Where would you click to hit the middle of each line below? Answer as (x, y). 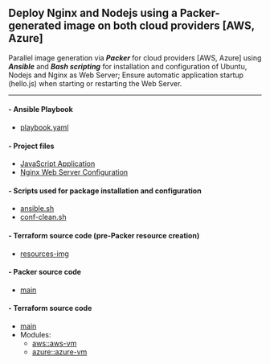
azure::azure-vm (59, 352)
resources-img (45, 254)
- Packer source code (45, 272)
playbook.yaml (44, 127)
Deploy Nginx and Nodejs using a (93, 13)
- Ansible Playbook (41, 110)
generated (35, 26)
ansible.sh (37, 209)
